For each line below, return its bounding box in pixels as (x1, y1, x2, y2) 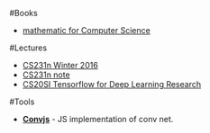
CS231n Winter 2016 (22, 60, 99, 70)
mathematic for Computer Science (22, 25, 151, 35)
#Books (9, 8, 38, 18)
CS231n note (22, 69, 70, 80)
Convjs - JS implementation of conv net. (22, 114, 174, 124)
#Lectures (9, 42, 48, 53)
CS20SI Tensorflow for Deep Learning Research (22, 79, 201, 89)
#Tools (9, 96, 35, 107)
